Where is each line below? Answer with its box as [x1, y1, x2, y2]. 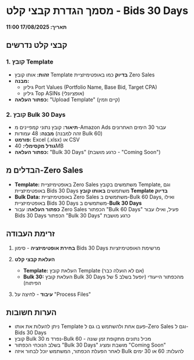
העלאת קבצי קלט [14, 256, 55, 263]
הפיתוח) [23, 279, 41, 286]
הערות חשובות [6, 307, 57, 317]
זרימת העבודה [6, 229, 55, 239]
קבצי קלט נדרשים [6, 40, 68, 50]
